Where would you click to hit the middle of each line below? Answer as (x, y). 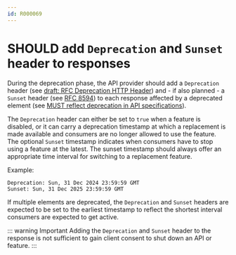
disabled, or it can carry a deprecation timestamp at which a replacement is (117, 126)
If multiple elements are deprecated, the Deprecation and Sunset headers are (118, 202)
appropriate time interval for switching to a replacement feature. (100, 156)
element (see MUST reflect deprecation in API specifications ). (97, 105)
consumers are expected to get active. (63, 217)
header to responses (69, 63)
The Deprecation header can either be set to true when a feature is (104, 119)
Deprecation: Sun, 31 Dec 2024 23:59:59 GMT (73, 183)
